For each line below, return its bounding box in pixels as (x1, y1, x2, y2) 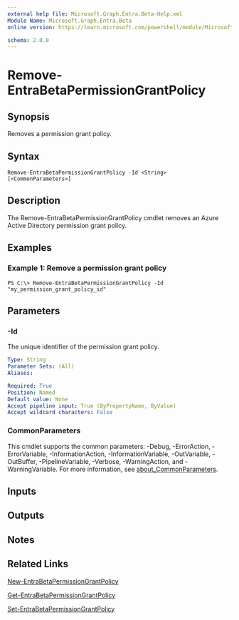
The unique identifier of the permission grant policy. (7, 343, 160, 351)
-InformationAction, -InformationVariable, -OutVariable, (49, 450, 211, 458)
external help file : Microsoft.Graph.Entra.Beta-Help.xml (7, 10, 183, 18)
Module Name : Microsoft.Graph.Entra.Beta (7, 17, 132, 24)
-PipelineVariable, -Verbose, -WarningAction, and (38, 457, 184, 465)
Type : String (7, 356, 46, 363)
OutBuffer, (7, 457, 38, 465)
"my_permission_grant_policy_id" (7, 286, 107, 293)
